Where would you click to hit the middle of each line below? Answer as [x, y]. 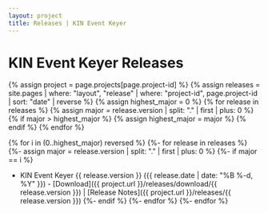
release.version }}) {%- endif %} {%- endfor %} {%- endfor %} [124, 201]
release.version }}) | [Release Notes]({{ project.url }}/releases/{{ [126, 192]
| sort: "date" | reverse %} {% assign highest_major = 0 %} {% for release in [134, 102]
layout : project [35, 16]
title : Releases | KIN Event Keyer [68, 23]
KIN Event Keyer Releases [96, 63]
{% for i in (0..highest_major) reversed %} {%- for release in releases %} [128, 143]
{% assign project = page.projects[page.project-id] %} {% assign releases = [134, 85]
